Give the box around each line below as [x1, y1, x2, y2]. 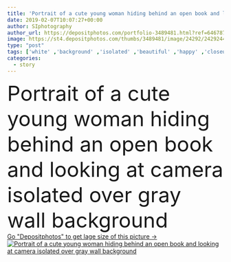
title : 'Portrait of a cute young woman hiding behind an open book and [7, 10, 220, 17]
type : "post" [7, 42, 45, 49]
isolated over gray [7, 182, 181, 208]
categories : [7, 55, 41, 62]
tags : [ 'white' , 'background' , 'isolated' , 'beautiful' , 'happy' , [7, 49, 205, 56]
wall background [7, 207, 168, 233]
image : [7, 36, 26, 43]
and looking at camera [7, 156, 223, 182]
